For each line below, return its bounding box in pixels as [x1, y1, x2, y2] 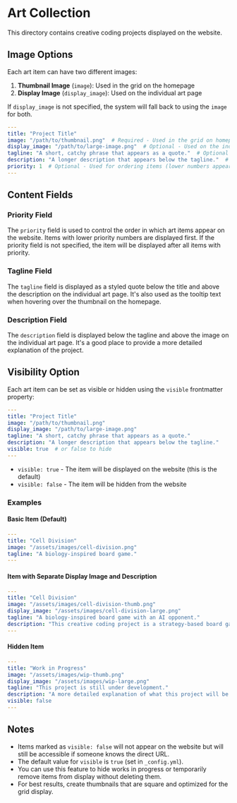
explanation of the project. [7, 346, 84, 354]
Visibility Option [7, 366, 80, 378]
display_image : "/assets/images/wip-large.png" [7, 677, 150, 685]
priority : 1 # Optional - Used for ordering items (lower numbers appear [7, 163, 232, 170]
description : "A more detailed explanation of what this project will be [7, 691, 229, 698]
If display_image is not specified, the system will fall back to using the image [7, 102, 227, 111]
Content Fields [7, 189, 73, 201]
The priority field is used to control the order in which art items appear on [7, 226, 225, 234]
